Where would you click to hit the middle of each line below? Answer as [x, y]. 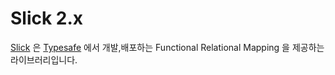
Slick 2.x [47, 18]
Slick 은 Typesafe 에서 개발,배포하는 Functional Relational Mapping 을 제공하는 [167, 47]
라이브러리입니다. [44, 59]
